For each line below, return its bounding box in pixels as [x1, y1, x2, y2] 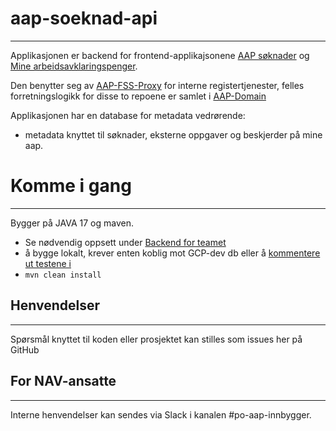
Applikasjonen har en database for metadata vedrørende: [10, 109, 246, 121]
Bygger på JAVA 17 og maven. [10, 217, 134, 229]
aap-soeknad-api [10, 7, 158, 30]
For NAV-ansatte [10, 373, 117, 390]
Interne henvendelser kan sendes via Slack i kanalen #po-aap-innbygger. [10, 408, 312, 421]
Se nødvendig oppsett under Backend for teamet [24, 236, 227, 248]
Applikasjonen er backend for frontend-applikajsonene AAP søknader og [10, 49, 310, 61]
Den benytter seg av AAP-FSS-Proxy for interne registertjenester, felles [10, 79, 305, 91]
